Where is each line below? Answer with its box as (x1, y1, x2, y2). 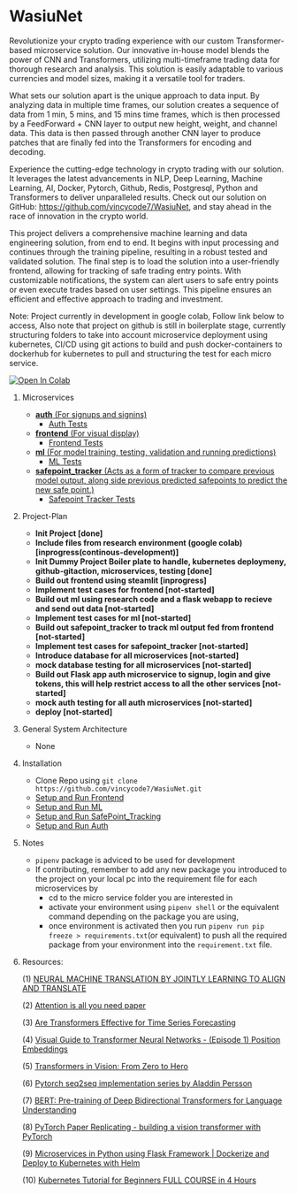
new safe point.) (34, 484, 95, 494)
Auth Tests (48, 418, 88, 429)
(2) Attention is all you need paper (21, 999, 147, 1010)
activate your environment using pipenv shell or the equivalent (48, 901, 280, 912)
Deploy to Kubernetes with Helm (21, 1157, 141, 1168)
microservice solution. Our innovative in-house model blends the (34, 44, 270, 55)
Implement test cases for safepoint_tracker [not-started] (34, 640, 249, 651)
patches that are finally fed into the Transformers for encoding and (9, 137, 252, 148)
